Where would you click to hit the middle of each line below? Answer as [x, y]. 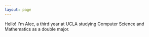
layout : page [18, 10]
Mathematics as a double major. [37, 29]
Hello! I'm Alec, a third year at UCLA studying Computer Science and [74, 24]
